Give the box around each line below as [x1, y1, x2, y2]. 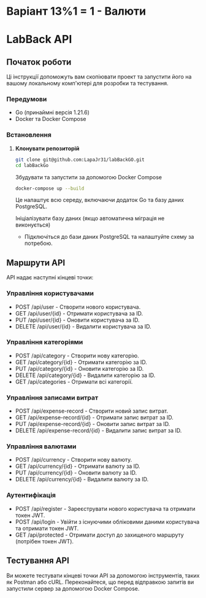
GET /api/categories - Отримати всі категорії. [15, 378, 133, 385]
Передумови [6, 95, 47, 104]
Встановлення [6, 131, 52, 139]
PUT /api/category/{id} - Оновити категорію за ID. [15, 365, 144, 372]
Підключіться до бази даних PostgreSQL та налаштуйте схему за [24, 233, 194, 241]
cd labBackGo [15, 162, 49, 168]
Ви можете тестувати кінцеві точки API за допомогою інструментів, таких [6, 572, 200, 579]
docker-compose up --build [15, 185, 85, 192]
